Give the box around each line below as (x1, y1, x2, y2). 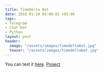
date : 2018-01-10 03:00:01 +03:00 (5, 12, 75, 17)
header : (5, 39, 21, 44)
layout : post (5, 35, 32, 39)
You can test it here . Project (5, 61, 61, 67)
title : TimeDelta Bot (5, 7, 49, 12)
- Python (5, 30, 23, 35)
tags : (5, 16, 16, 21)
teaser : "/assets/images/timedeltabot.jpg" (9, 48, 99, 53)
